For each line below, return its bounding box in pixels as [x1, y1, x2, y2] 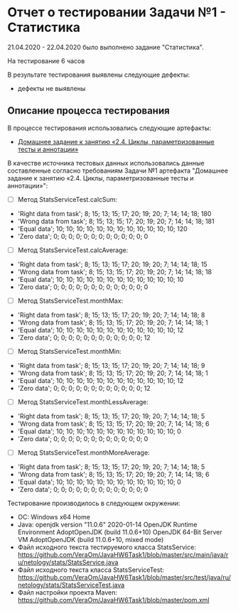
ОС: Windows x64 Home [17, 513, 91, 521]
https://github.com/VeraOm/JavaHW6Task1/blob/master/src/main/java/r [17, 551, 229, 559]
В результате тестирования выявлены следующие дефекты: [7, 70, 190, 79]
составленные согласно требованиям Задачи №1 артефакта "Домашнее [7, 166, 229, 175]
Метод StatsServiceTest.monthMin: [17, 347, 122, 355]
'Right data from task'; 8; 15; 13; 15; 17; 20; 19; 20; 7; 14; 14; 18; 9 [17, 362, 205, 369]
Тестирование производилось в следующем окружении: [7, 499, 180, 508]
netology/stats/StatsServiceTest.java [17, 580, 125, 590]
